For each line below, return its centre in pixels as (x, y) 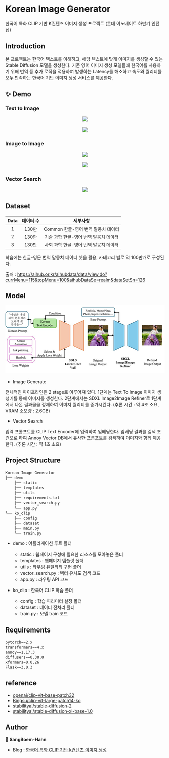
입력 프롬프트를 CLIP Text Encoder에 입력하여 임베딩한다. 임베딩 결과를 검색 (80, 432)
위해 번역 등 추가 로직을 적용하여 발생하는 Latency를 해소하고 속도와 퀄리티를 (86, 71)
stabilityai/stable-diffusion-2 (42, 706)
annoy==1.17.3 (20, 652)
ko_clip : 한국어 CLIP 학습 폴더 (43, 591)
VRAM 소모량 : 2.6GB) (28, 411)
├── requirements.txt (37, 498)
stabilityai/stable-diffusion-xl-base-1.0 (52, 711)
